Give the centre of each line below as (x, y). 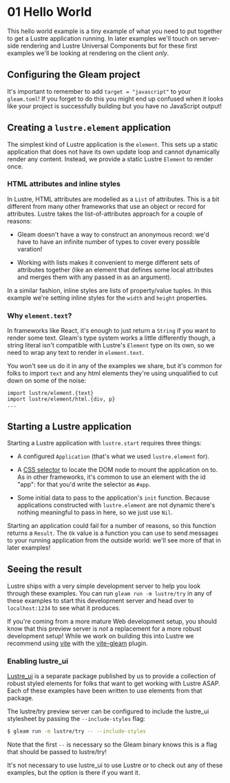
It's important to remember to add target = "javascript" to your (99, 91)
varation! (30, 249)
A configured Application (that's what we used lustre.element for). (113, 456)
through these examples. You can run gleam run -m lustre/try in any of (109, 593)
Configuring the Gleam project (74, 75)
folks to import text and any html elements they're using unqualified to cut (113, 374)
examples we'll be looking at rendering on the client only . (88, 53)
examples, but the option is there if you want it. (74, 772)
